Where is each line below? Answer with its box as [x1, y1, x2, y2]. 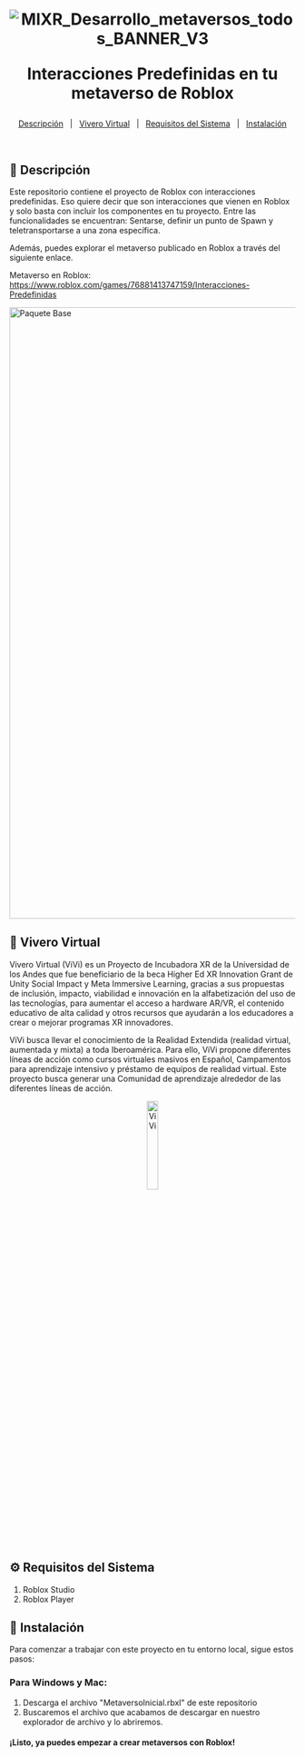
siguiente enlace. [9, 253, 74, 263]
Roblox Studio [22, 1583, 75, 1594]
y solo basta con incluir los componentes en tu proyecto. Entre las [9, 205, 257, 216]
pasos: [9, 1653, 34, 1664]
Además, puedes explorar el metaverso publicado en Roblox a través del [9, 243, 280, 253]
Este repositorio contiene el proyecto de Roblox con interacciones [9, 186, 256, 197]
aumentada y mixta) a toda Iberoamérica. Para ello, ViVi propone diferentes [9, 1044, 291, 1055]
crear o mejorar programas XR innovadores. [9, 1017, 174, 1027]
